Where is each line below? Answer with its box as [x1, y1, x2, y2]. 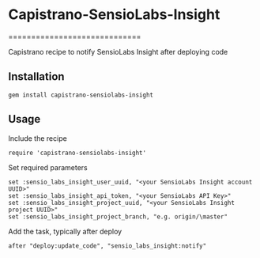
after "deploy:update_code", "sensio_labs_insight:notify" [8, 241, 207, 250]
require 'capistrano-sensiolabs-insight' [8, 149, 147, 157]
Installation [8, 70, 65, 84]
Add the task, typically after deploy [8, 226, 122, 236]
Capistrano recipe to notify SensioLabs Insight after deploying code [8, 47, 228, 56]
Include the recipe [8, 133, 67, 143]
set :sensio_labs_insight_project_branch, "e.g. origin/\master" [8, 212, 228, 221]
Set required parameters [8, 162, 89, 172]
